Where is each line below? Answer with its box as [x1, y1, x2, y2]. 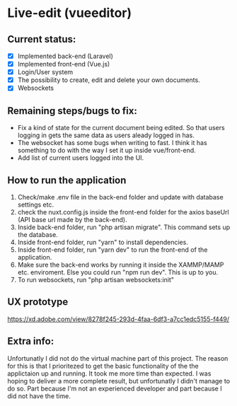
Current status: [7, 33, 76, 45]
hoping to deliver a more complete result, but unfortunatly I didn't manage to [7, 376, 231, 385]
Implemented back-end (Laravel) [17, 52, 113, 60]
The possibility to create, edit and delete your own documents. [17, 76, 200, 84]
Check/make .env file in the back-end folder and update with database [17, 192, 224, 201]
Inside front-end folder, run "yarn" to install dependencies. [17, 238, 189, 246]
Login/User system [17, 68, 74, 76]
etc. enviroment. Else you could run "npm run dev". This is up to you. [17, 267, 218, 277]
